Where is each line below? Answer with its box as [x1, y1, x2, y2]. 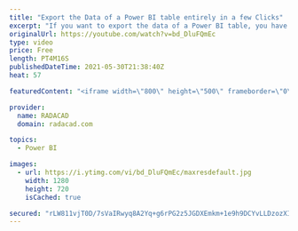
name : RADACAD [17, 111, 69, 120]
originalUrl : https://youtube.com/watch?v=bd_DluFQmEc [9, 29, 216, 38]
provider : [9, 103, 46, 112]
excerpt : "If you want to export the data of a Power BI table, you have [9, 21, 288, 30]
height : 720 [25, 184, 69, 194]
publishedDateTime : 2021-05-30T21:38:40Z [9, 63, 165, 72]
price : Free [9, 46, 53, 55]
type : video [9, 37, 53, 47]
